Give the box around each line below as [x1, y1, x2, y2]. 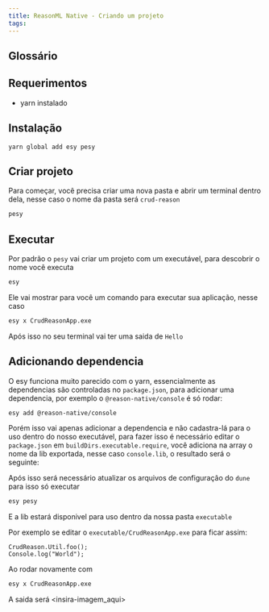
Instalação [8, 122, 63, 135]
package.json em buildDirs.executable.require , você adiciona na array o [8, 440, 253, 450]
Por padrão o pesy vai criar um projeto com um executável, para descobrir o [8, 254, 260, 264]
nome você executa [8, 263, 74, 273]
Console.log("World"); [8, 550, 85, 559]
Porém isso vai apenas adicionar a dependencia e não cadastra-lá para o [8, 423, 251, 433]
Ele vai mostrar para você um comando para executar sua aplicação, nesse [8, 292, 259, 302]
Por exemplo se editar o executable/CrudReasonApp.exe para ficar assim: [8, 527, 248, 537]
